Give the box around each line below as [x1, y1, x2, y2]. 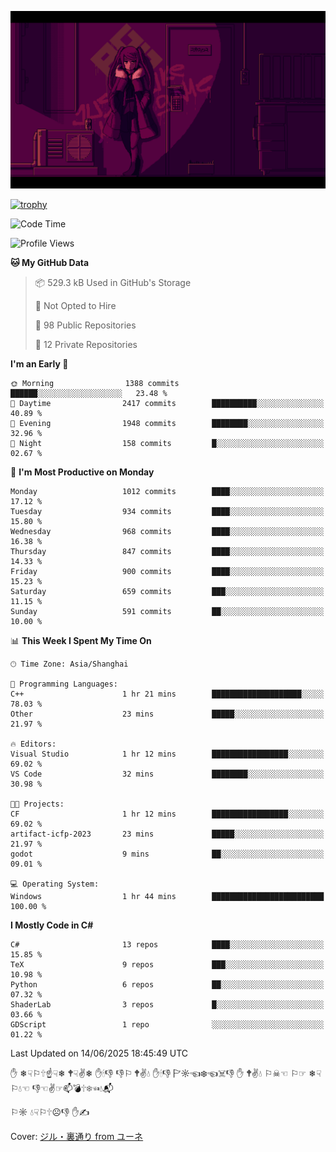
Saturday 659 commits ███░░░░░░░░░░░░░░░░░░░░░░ [10, 586, 325, 596]
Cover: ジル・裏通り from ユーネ [10, 1130, 144, 1142]
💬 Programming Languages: [10, 679, 118, 689]
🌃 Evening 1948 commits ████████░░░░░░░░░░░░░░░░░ [10, 418, 325, 428]
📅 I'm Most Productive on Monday [10, 466, 155, 478]
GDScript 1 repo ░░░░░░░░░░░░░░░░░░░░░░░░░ [10, 1019, 325, 1030]
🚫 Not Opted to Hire [34, 299, 117, 311]
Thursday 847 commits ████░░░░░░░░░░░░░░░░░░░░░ [10, 546, 325, 556]
